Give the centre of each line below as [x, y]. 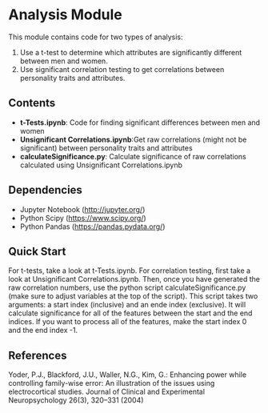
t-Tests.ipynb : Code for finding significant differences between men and [140, 122]
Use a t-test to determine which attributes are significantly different [131, 52]
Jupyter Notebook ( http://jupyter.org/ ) [82, 209]
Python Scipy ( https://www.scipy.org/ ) [83, 218]
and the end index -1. [43, 331]
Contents [32, 103]
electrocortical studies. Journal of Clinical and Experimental [107, 392]
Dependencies [45, 190]
